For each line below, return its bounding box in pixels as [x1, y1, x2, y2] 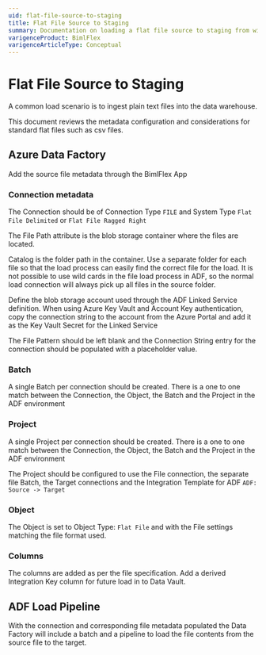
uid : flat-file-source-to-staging [8, 11, 123, 20]
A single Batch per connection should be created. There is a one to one [8, 382, 241, 392]
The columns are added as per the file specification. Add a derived [8, 569, 226, 578]
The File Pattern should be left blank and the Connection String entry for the [8, 336, 256, 346]
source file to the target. [8, 638, 87, 647]
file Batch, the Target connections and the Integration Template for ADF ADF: [8, 477, 257, 487]
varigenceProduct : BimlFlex [8, 33, 101, 42]
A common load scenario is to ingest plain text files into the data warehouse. [8, 102, 257, 111]
